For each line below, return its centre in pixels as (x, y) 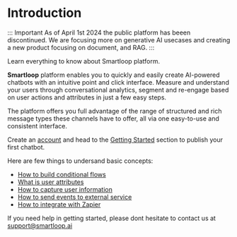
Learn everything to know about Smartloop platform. (84, 61)
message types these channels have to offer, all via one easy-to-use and (113, 119)
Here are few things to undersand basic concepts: (80, 161)
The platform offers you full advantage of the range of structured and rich (115, 111)
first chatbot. (26, 147)
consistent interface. (37, 126)
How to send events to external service (75, 197)
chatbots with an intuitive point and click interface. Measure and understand (118, 82)
